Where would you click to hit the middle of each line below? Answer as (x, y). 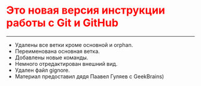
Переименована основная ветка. (57, 51)
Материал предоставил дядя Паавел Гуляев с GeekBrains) (89, 76)
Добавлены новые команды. (51, 58)
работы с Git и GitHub (62, 23)
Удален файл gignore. (42, 70)
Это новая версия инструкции (86, 10)
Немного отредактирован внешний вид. (66, 63)
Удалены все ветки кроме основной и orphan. (74, 44)
